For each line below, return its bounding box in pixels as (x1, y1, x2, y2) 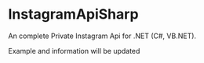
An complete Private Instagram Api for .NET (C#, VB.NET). (8, 31, 197, 40)
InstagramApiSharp (8, 5, 139, 23)
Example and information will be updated (8, 46, 140, 55)
